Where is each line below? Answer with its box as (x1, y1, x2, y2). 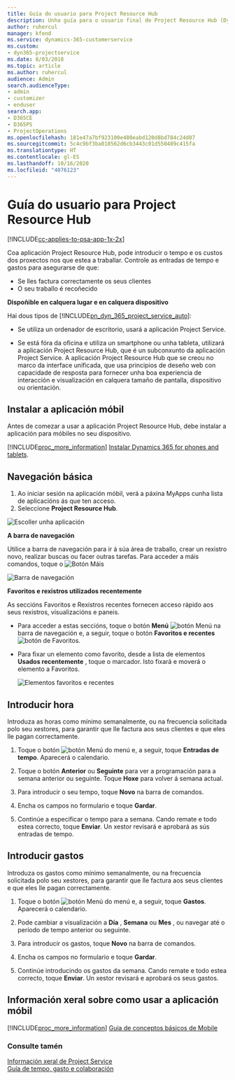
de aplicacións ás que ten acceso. (17, 497, 116, 505)
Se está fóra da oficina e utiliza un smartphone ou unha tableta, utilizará (17, 338, 225, 347)
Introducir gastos (7, 850, 84, 862)
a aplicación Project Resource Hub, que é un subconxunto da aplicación (17, 346, 225, 354)
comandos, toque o (7, 560, 64, 568)
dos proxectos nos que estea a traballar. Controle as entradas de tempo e (7, 256, 219, 264)
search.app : (7, 108, 42, 115)
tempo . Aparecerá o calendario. (17, 754, 110, 761)
